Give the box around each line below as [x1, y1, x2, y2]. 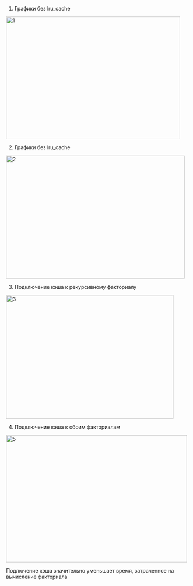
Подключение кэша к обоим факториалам [14, 423, 121, 430]
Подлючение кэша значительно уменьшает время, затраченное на [6, 567, 174, 574]
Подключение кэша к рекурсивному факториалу [14, 284, 137, 290]
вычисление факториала [6, 573, 68, 580]
